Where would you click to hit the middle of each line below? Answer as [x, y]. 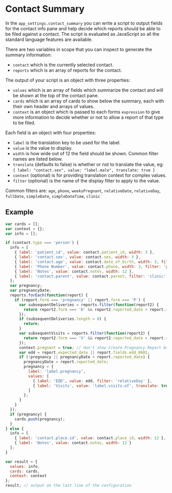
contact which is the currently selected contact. [63, 65]
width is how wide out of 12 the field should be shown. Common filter [85, 153]
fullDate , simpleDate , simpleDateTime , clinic [53, 196]
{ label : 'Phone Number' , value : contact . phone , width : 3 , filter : [88, 266]
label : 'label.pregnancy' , [57, 372]
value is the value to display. [42, 148]
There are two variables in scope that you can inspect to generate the [79, 49]
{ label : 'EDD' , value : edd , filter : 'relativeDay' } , [92, 381]
